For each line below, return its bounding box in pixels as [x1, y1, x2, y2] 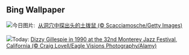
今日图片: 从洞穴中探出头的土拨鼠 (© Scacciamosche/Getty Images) [12, 21, 183, 29]
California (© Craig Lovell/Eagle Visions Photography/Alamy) [6, 42, 157, 49]
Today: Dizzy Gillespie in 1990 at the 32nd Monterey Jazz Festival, [12, 36, 178, 43]
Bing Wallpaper [6, 5, 65, 15]
